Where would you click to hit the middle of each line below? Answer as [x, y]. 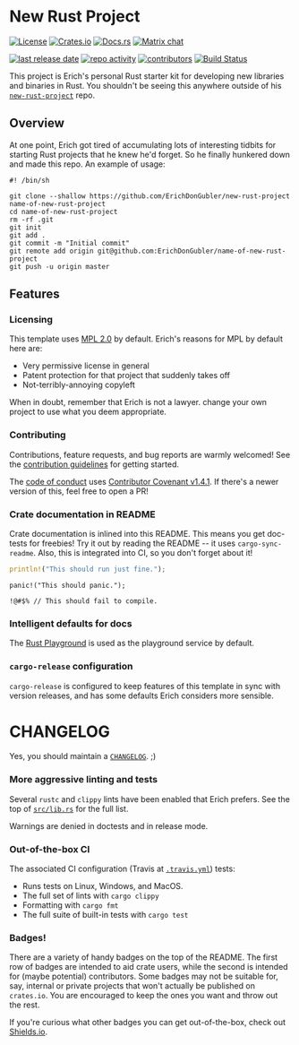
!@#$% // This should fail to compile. [84, 601]
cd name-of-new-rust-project [64, 212]
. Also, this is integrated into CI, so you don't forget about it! [143, 553]
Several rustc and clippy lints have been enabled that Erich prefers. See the [150, 799]
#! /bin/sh [30, 180]
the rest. [25, 1005]
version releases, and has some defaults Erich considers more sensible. [142, 695]
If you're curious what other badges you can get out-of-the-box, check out [148, 1023]
